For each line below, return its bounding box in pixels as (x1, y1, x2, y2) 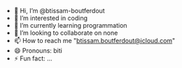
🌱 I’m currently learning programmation (13, 22, 127, 29)
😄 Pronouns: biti (13, 46, 63, 55)
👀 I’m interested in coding (13, 14, 88, 22)
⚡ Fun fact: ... (13, 54, 52, 62)
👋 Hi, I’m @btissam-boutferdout (13, 7, 105, 15)
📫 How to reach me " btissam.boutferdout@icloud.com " (13, 37, 176, 44)
